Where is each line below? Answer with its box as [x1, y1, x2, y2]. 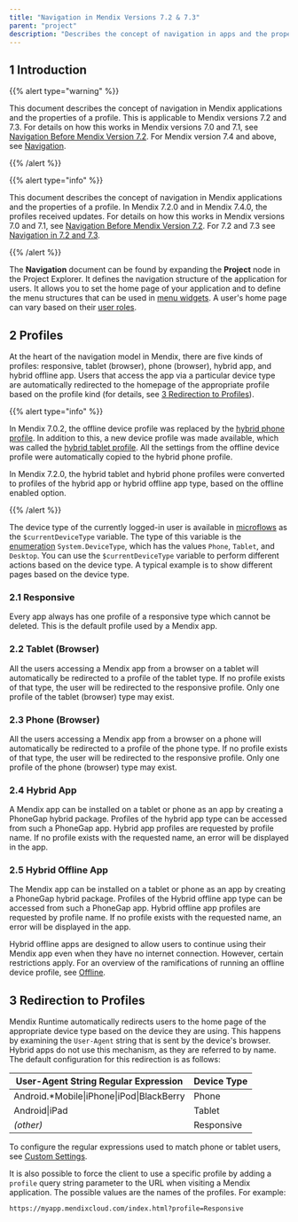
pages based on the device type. [9, 569, 130, 579]
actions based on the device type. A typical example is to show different [9, 560, 273, 570]
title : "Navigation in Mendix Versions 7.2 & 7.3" [9, 12, 200, 22]
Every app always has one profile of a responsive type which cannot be [9, 611, 271, 622]
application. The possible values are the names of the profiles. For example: [9, 1187, 286, 1198]
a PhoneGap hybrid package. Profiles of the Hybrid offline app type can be [9, 893, 283, 905]
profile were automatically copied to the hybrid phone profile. [9, 451, 233, 462]
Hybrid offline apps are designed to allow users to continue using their [9, 939, 267, 950]
